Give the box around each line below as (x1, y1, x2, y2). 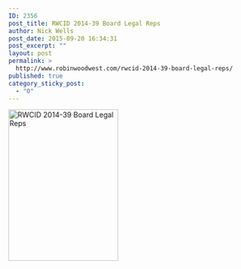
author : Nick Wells (8, 27, 74, 35)
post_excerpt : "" (8, 42, 67, 50)
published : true (8, 72, 63, 80)
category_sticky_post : (8, 79, 85, 87)
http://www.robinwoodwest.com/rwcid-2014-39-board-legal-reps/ (15, 65, 233, 73)
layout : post (8, 49, 53, 57)
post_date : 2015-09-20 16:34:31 (8, 34, 117, 43)
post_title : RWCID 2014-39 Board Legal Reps (8, 19, 161, 27)
